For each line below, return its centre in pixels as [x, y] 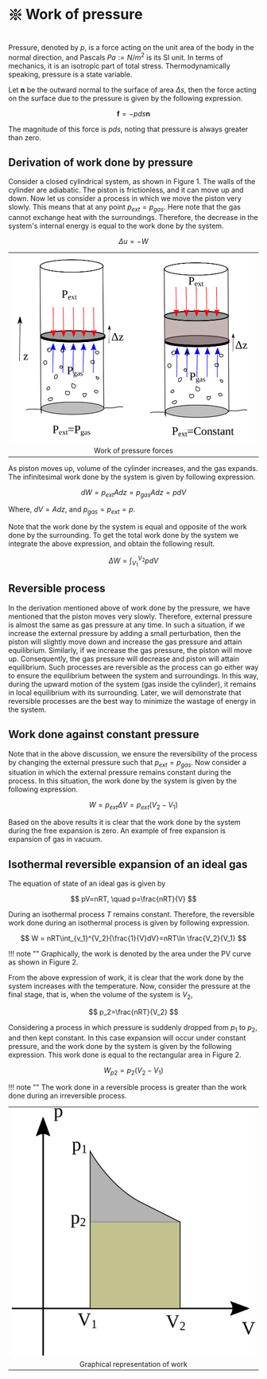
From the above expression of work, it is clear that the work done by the [126, 978]
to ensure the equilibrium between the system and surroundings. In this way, [133, 675]
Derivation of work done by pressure [101, 162]
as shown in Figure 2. [43, 962]
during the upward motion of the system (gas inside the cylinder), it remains [132, 684]
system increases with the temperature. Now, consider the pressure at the [130, 986]
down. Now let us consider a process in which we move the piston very [125, 198]
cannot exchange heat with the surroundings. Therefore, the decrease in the [133, 218]
